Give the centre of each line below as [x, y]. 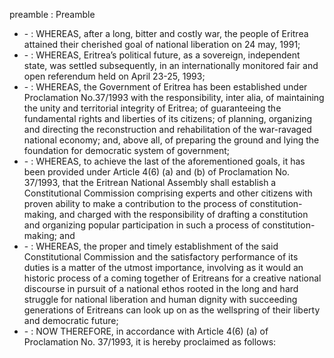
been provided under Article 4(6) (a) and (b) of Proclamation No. [157, 172]
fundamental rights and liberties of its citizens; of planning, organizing [168, 118]
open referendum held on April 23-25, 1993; [114, 76]
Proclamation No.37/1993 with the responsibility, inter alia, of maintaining [174, 97]
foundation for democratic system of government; [127, 150]
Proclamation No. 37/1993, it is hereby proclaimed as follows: [150, 342]
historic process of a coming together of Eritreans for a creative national [172, 278]
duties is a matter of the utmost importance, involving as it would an [163, 267]
